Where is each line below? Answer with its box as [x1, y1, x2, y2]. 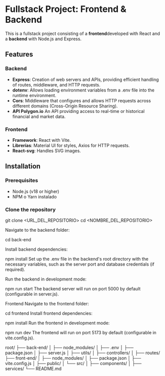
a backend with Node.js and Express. [5, 36, 82, 42]
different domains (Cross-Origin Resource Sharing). [12, 103, 118, 109]
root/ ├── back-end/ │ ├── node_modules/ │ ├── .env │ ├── [5, 344, 134, 350]
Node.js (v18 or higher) [12, 188, 59, 194]
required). [5, 266, 26, 272]
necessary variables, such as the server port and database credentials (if [5, 261, 155, 267]
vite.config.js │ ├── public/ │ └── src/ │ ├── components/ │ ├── [5, 360, 142, 366]
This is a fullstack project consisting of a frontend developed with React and [5, 30, 160, 36]
